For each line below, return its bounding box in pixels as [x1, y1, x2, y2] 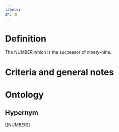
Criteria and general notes [5, 66, 114, 78]
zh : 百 [5, 12, 18, 17]
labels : [5, 7, 21, 12]
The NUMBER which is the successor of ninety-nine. [5, 49, 112, 55]
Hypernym [5, 109, 38, 117]
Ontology [5, 89, 44, 100]
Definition [5, 33, 47, 44]
